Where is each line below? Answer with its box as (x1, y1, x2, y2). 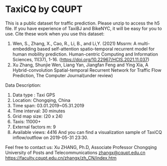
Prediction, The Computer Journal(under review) (12, 72, 113, 78)
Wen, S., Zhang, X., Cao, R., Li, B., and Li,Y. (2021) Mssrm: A (12, 40, 137, 46)
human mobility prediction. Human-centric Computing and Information (12, 51, 158, 57)
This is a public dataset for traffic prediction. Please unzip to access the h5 (5, 20, 160, 26)
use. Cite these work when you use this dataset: (5, 31, 104, 37)
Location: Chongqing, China (12, 97, 71, 103)
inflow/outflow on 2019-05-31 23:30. (12, 134, 89, 140)
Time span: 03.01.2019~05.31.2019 (12, 102, 84, 108)
